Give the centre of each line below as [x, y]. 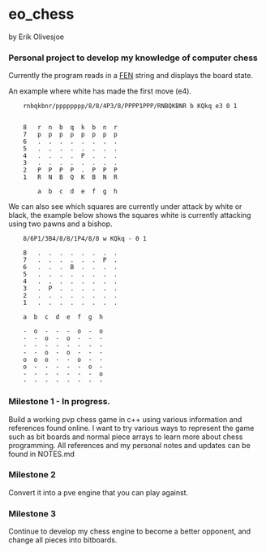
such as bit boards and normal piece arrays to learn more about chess [126, 437]
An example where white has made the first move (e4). [100, 91]
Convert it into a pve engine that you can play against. [99, 492]
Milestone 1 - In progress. [60, 402]
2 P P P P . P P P [70, 170]
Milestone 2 [32, 475]
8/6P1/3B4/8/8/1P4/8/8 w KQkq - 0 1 [85, 239]
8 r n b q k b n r [70, 128]
